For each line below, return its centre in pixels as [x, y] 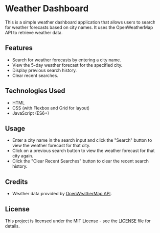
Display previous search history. [45, 70]
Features [19, 48]
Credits [17, 182]
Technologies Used [35, 91]
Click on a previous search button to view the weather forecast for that [83, 151]
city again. [23, 156]
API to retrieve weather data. [34, 32]
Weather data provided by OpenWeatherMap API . [62, 194]
